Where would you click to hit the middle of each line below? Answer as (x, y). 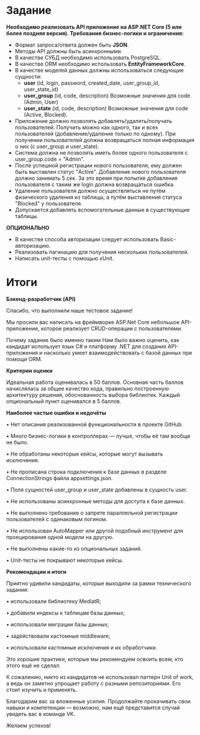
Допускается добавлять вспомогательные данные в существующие (102, 210)
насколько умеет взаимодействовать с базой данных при (118, 352)
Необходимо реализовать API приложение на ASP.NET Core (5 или (94, 27)
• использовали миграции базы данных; (58, 624)
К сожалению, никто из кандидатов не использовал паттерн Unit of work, (100, 677)
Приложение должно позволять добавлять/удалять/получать (93, 121)
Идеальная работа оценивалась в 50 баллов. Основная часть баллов (95, 382)
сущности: (28, 76)
